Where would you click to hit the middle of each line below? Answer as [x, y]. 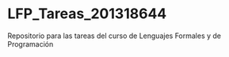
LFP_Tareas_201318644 [87, 14]
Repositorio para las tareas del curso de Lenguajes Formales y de [114, 36]
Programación [31, 44]
